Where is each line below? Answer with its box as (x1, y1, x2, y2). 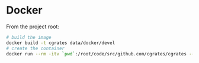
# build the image (6, 34, 52, 40)
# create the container (6, 45, 65, 51)
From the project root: (6, 23, 59, 30)
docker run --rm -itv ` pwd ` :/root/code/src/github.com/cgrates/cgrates (6, 51, 187, 57)
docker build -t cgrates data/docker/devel (6, 39, 115, 46)
